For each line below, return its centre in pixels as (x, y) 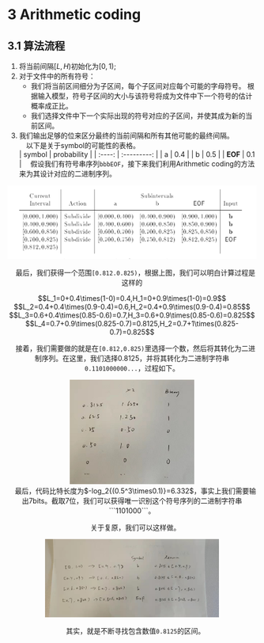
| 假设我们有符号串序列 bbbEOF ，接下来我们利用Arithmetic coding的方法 (137, 164)
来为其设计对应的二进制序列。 (67, 173)
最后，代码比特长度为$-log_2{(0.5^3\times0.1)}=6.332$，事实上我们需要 (132, 491)
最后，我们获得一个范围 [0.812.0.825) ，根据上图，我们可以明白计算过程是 (136, 273)
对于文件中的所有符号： (57, 76)
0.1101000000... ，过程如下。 (132, 368)
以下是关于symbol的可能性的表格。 (83, 145)
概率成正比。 (51, 106)
